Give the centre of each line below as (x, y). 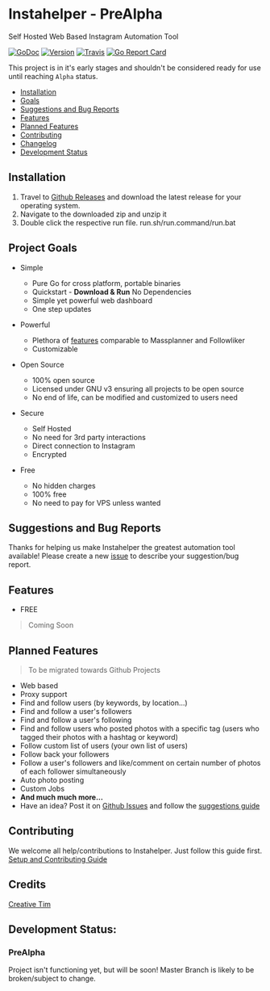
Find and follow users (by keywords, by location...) (104, 703)
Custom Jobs (42, 789)
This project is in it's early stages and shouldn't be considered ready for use (135, 67)
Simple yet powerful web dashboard (92, 300)
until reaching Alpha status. (53, 76)
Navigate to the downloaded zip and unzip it (93, 214)
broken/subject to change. (52, 979)
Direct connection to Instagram (83, 446)
